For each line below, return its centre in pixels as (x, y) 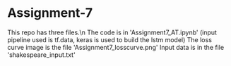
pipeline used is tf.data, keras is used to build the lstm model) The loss (109, 39)
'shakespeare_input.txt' (41, 55)
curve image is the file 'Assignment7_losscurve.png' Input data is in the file (116, 47)
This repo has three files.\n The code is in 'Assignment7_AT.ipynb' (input (112, 32)
